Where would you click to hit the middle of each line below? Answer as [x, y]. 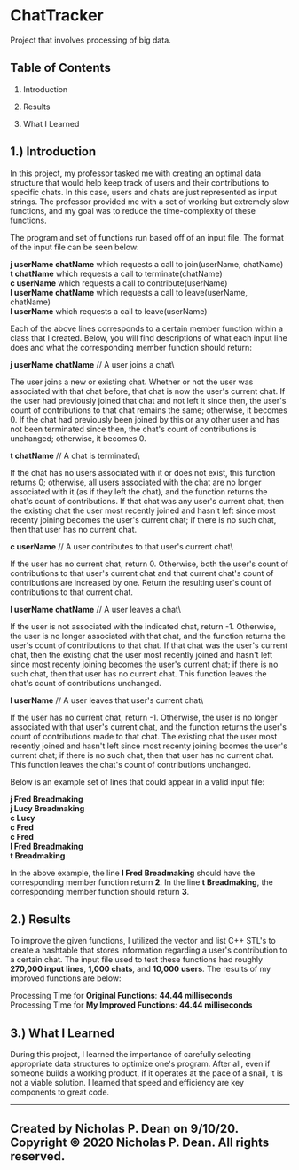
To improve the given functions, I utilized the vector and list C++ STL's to [143, 941]
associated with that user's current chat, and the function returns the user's [149, 727]
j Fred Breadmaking [47, 799]
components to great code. [60, 1092]
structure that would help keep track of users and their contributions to [140, 182]
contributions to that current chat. [72, 592]
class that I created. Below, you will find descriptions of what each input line [149, 337]
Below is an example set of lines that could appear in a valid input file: [138, 781]
